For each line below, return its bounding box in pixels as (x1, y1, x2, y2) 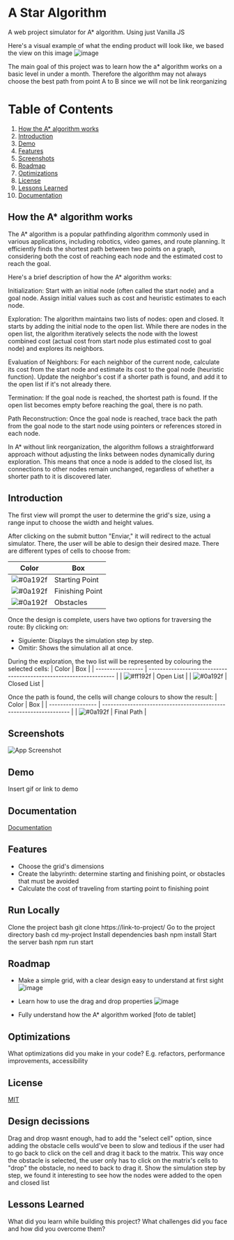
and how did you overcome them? (8, 1224, 106, 1233)
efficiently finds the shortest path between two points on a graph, (8, 244, 196, 253)
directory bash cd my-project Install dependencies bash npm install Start (8, 930, 217, 939)
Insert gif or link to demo (8, 785, 79, 793)
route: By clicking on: (8, 622, 69, 631)
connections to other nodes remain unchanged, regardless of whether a (8, 464, 214, 473)
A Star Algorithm (8, 5, 107, 21)
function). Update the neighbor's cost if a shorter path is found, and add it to (8, 372, 228, 381)
